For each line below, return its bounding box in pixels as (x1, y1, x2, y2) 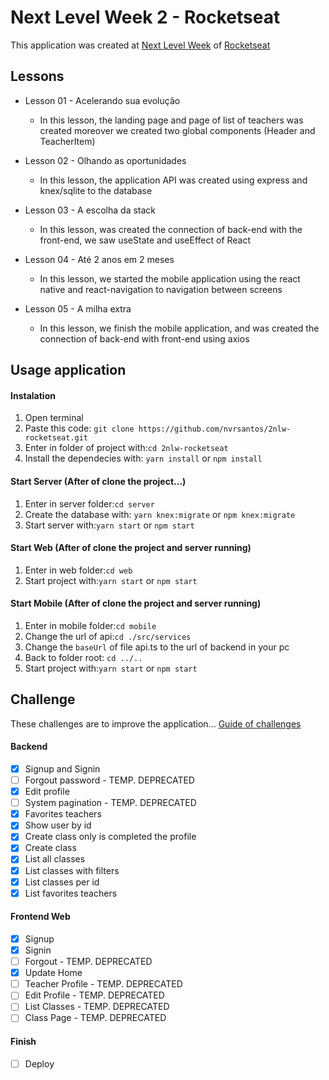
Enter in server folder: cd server (24, 497, 155, 510)
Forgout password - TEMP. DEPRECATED (24, 774, 195, 786)
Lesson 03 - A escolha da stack (24, 204, 157, 216)
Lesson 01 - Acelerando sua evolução (24, 94, 181, 106)
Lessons (10, 68, 65, 85)
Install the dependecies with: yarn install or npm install (24, 452, 263, 465)
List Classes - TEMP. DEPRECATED (24, 1001, 170, 1013)
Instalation (10, 389, 56, 401)
